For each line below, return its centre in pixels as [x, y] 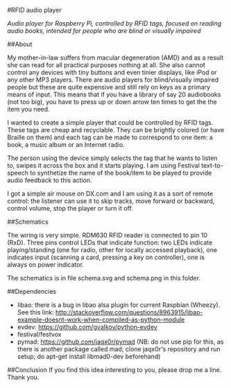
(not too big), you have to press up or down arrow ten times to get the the [112, 102]
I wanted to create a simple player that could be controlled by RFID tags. [110, 123]
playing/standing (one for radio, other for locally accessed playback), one [112, 250]
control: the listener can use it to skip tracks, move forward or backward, [111, 201]
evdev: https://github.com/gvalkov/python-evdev [87, 327]
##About [20, 44]
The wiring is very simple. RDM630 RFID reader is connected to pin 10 [108, 235]
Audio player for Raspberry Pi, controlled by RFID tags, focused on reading [114, 23]
